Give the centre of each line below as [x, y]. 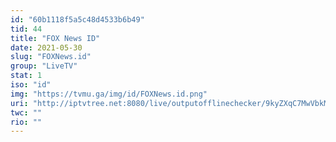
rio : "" [26, 122]
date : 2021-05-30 [46, 47]
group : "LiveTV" [44, 66]
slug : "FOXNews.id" [51, 57]
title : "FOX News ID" [55, 38]
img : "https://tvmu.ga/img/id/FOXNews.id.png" [109, 94]
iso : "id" [31, 85]
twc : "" [26, 112]
